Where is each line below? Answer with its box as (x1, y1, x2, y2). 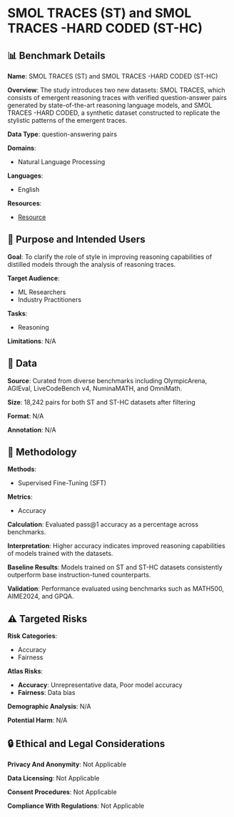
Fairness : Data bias (17, 689, 76, 697)
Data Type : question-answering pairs (7, 130, 118, 138)
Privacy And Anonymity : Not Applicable (7, 760, 127, 768)
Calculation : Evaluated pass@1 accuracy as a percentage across (7, 520, 198, 529)
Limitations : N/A (7, 337, 56, 345)
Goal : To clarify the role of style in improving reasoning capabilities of (7, 252, 213, 261)
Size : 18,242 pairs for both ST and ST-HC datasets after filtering (7, 397, 196, 406)
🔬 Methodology (7, 446, 77, 458)
